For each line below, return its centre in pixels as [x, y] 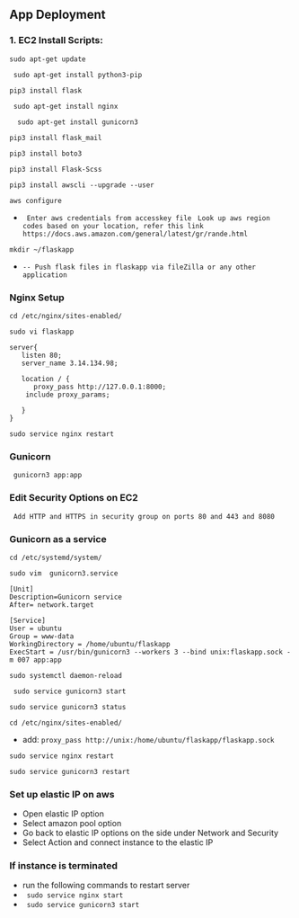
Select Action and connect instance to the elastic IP [118, 842]
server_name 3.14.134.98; [70, 363]
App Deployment [57, 15]
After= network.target [52, 605]
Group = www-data [42, 636]
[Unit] [22, 589]
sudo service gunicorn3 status [68, 707]
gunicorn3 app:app [48, 476]
